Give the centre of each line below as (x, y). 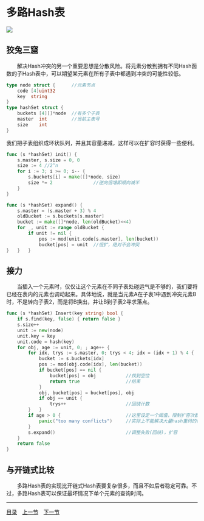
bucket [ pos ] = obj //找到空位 (100, 375)
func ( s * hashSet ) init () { (42, 154)
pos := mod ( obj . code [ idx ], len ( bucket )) (90, 364)
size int (32, 125)
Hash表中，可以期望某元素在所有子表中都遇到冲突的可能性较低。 (103, 73)
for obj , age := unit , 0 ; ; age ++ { (64, 347)
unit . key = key (36, 336)
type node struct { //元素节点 (51, 85)
